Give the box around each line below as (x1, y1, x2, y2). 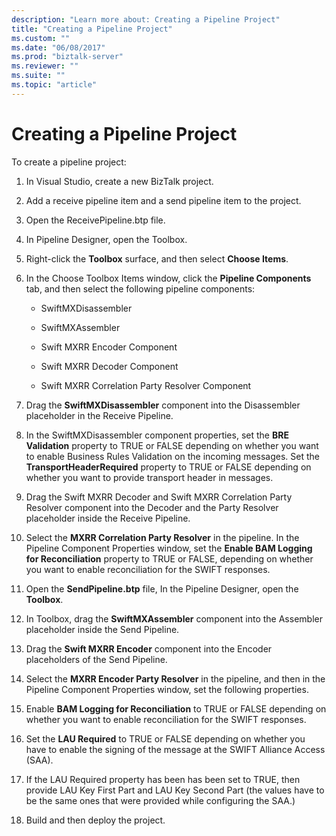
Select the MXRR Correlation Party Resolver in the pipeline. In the (25, 531, 300, 543)
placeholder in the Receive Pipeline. (25, 409, 174, 421)
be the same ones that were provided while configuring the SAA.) (25, 794, 296, 806)
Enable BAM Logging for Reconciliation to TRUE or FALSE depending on (25, 702, 327, 715)
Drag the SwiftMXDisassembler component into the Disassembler (25, 399, 301, 411)
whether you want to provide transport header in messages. (25, 471, 274, 483)
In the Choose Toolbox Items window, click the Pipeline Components (25, 272, 312, 284)
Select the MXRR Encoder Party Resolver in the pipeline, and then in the (25, 672, 326, 685)
